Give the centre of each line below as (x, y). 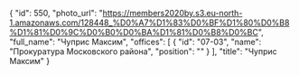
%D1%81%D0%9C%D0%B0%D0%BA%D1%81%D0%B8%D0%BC (134, 32)
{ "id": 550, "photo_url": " (56, 13)
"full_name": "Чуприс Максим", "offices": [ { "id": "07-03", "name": (135, 42)
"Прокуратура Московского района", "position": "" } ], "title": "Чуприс (143, 52)
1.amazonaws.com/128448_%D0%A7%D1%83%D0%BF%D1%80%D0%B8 (149, 23)
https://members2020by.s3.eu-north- (173, 13)
